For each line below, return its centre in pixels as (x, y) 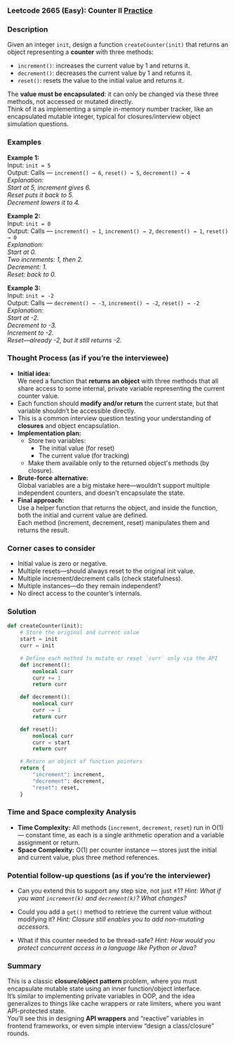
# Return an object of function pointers (81, 762)
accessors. (34, 927)
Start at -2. (23, 317)
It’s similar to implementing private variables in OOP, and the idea (101, 996)
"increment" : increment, (69, 775)
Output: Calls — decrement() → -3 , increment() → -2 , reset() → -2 (103, 303)
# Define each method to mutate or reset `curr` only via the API (119, 658)
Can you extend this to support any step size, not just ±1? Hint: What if (119, 891)
